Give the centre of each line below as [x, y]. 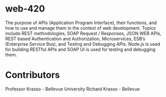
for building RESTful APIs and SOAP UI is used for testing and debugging [80, 49]
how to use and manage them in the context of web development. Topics [81, 28]
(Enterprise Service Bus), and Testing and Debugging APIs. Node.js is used [83, 44]
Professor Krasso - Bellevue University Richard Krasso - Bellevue [72, 89]
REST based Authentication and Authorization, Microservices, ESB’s [75, 39]
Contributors [33, 75]
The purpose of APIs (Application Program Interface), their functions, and [81, 23]
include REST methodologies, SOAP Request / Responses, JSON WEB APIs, [83, 33]
